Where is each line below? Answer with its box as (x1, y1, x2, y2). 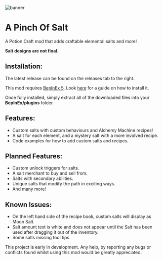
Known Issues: (5, 200, 52, 209)
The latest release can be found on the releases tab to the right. (5, 75, 135, 81)
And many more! (12, 186, 46, 192)
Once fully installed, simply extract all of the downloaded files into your (5, 94, 150, 100)
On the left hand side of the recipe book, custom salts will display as (12, 214, 152, 219)
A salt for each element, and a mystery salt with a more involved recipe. (12, 132, 159, 138)
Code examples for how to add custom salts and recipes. (12, 137, 128, 143)
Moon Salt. (12, 219, 35, 225)
